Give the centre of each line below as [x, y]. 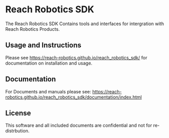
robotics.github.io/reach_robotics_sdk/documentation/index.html [73, 97]
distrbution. [17, 131]
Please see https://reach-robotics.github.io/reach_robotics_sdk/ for [76, 57]
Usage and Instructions [44, 45]
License [18, 113]
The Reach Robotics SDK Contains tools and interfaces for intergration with [85, 24]
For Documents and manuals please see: [48, 91]
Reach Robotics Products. [33, 29]
